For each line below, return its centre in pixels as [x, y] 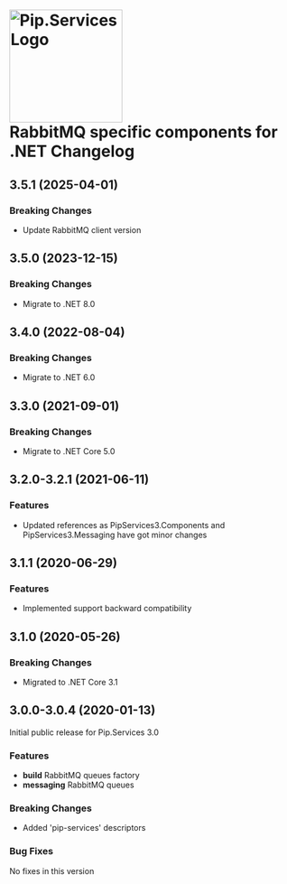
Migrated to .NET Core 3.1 [70, 682]
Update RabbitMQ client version [82, 229]
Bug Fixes [32, 851]
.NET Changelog [72, 151]
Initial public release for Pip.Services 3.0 [84, 732]
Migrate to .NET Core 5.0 [69, 451]
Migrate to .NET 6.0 [59, 377]
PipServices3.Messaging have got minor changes [115, 535]
